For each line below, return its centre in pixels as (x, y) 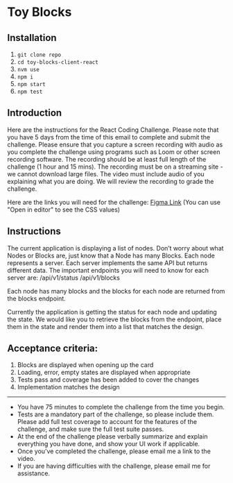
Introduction (35, 113)
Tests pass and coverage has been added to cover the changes (108, 380)
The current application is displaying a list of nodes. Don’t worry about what (115, 248)
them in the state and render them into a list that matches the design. (106, 326)
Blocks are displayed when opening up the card (85, 365)
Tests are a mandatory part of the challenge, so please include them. (115, 414)
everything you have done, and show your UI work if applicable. (108, 444)
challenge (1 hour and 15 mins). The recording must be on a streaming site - (115, 167)
